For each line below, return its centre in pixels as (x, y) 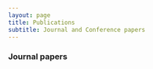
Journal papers (38, 57)
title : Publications (42, 22)
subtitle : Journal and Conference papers (77, 29)
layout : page (29, 15)
